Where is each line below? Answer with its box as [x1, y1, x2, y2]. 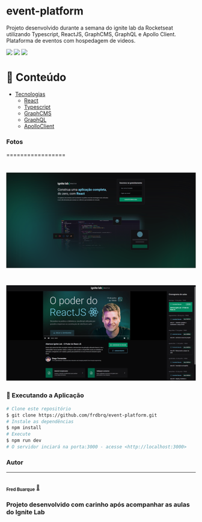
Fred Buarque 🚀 [6, 484, 40, 492]
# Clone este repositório [6, 406, 71, 412]
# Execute [6, 431, 31, 438]
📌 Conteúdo [6, 71, 67, 84]
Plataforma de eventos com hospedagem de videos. [6, 37, 136, 44]
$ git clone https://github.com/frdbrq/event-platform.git [6, 412, 158, 418]
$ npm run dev [6, 438, 42, 444]
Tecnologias [14, 90, 46, 98]
